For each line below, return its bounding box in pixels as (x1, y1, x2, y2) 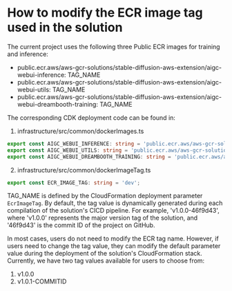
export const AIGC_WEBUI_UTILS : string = (7, 147, 128, 154)
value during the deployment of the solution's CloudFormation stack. (7, 249, 202, 258)
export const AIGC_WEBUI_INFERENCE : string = (7, 140, 140, 147)
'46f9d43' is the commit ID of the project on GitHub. (7, 221, 155, 229)
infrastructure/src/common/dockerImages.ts (17, 127, 144, 135)
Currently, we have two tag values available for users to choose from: (7, 256, 205, 265)
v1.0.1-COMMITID (17, 277, 67, 285)
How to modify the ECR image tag (7, 5, 204, 21)
